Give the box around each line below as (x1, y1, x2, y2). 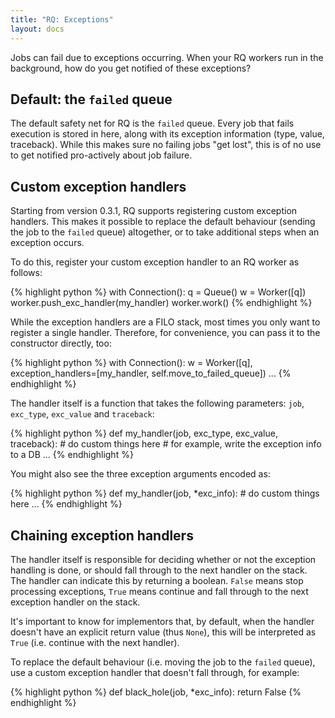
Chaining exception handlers (10, 527, 194, 544)
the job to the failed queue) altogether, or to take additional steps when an (10, 226, 320, 238)
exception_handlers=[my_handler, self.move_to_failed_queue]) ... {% (10, 367, 292, 380)
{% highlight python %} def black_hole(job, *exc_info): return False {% (10, 686, 302, 698)
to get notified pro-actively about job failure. (10, 149, 193, 161)
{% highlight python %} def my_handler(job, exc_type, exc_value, (10, 427, 278, 440)
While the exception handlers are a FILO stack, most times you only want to (10, 316, 321, 328)
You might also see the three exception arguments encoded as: (10, 468, 271, 480)
